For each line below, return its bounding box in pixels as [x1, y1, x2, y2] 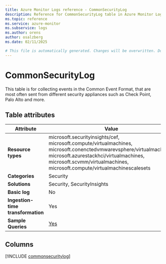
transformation [7, 209, 44, 216]
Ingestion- [7, 197, 34, 204]
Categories [7, 173, 35, 179]
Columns [5, 240, 34, 249]
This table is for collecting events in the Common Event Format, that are [5, 86, 151, 92]
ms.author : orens [5, 30, 41, 35]
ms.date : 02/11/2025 [5, 40, 48, 44]
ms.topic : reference [5, 16, 48, 21]
